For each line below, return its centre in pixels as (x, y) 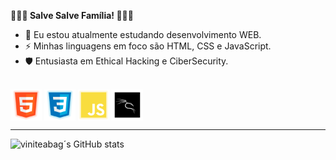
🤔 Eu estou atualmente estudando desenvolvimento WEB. (143, 34)
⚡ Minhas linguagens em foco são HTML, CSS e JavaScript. (148, 46)
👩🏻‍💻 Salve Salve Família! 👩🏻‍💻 (72, 15)
